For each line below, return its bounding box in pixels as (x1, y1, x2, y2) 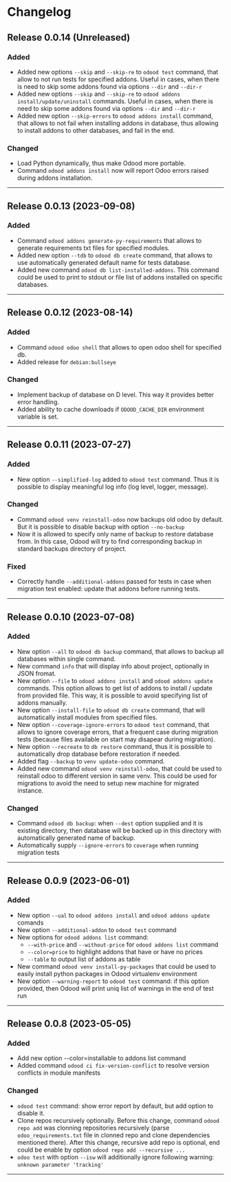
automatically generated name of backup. (16, 834, 136, 842)
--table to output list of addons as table (27, 955, 141, 963)
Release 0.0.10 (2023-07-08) (7, 611, 135, 623)
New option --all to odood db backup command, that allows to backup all (16, 647, 224, 655)
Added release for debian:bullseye (16, 357, 117, 366)
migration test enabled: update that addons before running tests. (16, 584, 201, 593)
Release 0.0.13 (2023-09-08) (7, 200, 135, 212)
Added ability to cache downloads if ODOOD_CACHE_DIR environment (16, 405, 205, 413)
